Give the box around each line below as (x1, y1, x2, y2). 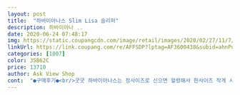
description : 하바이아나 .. (7, 24, 84, 31)
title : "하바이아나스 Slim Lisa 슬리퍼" (7, 17, 119, 24)
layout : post (7, 10, 46, 18)
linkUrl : (7, 44, 34, 51)
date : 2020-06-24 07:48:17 (7, 30, 88, 38)
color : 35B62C (7, 57, 50, 64)
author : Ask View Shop (7, 70, 75, 77)
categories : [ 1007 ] (7, 51, 66, 58)
